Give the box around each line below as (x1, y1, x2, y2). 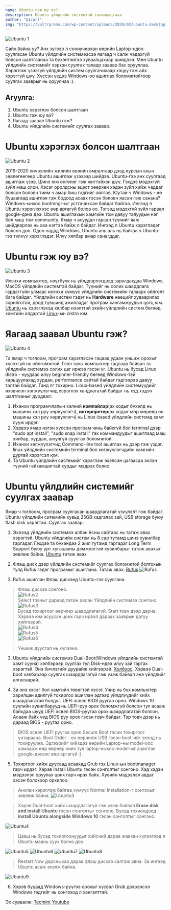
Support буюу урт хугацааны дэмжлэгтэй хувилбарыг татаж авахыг (12, 545, 161, 551)
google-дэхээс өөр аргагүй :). (17, 750, 83, 757)
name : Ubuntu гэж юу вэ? (5, 7, 58, 13)
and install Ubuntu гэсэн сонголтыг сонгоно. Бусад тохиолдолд (17, 808, 157, 814)
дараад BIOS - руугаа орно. (12, 719, 73, 725)
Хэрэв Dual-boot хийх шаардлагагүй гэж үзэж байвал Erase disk (17, 802, 159, 808)
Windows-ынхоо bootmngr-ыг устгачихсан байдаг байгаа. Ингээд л (5, 201, 152, 206)
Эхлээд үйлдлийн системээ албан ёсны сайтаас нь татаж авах (12, 529, 151, 535)
